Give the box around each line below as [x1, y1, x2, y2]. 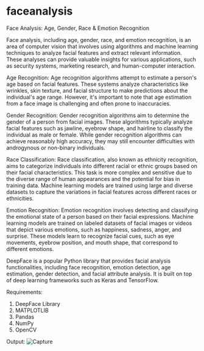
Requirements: [6, 288, 43, 296]
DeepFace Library [15, 300, 61, 307]
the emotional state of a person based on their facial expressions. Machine [6, 213, 194, 220]
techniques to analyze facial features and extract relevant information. [6, 49, 183, 56]
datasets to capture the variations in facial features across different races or [6, 188, 197, 196]
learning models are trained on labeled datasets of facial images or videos [6, 219, 192, 227]
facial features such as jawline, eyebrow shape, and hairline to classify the [6, 124, 193, 132]
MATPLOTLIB [15, 307, 49, 314]
